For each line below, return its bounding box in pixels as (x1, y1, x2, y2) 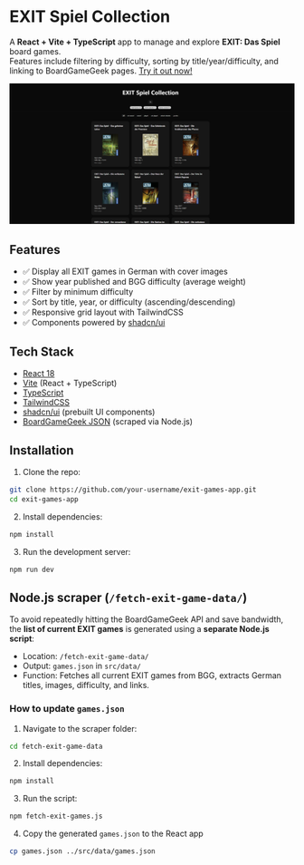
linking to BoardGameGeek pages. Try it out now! (9, 65, 193, 76)
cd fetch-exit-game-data (9, 742, 103, 751)
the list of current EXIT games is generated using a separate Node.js (9, 624, 270, 635)
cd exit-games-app (9, 494, 79, 504)
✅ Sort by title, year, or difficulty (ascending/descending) (22, 296, 236, 307)
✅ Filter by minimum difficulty (22, 287, 134, 297)
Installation (9, 442, 74, 458)
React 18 (22, 368, 55, 379)
